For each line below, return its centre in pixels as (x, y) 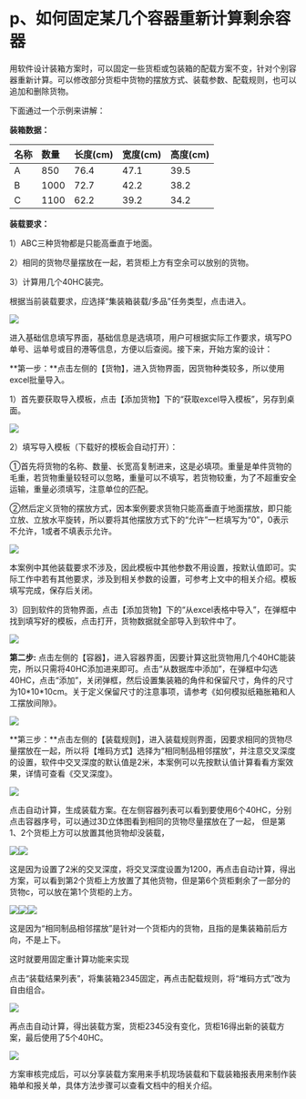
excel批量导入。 (40, 380)
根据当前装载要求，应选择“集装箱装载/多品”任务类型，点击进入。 (130, 300)
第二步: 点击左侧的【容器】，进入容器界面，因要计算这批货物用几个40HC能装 (153, 657)
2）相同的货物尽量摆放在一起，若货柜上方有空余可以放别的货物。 (132, 262)
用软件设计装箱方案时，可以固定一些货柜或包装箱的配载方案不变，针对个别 (149, 68)
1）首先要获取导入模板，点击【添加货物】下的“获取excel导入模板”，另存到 (148, 399)
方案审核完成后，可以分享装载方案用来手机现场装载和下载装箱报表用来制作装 (153, 1074)
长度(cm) (94, 154)
